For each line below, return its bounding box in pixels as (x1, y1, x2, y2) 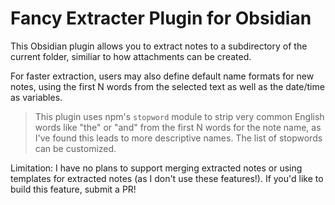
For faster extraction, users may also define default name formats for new (10, 70, 315, 82)
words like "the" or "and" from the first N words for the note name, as (34, 121, 322, 133)
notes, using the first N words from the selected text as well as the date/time (10, 80, 325, 92)
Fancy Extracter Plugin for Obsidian (10, 7, 312, 30)
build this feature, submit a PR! (10, 183, 137, 195)
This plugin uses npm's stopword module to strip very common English (34, 110, 325, 122)
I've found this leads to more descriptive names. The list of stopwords (34, 132, 323, 144)
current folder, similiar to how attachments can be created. (10, 50, 252, 62)
